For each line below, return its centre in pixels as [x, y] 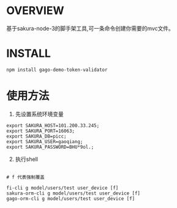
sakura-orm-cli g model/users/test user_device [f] [73, 193]
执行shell [27, 159]
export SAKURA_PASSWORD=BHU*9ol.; [50, 147]
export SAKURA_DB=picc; [37, 136]
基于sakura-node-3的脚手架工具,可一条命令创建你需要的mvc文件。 [90, 28]
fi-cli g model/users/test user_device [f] [63, 188]
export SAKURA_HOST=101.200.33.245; [53, 125]
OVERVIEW [35, 11]
